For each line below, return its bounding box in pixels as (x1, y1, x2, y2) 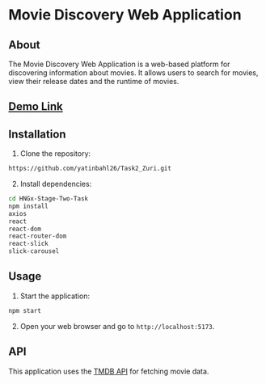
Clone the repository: (19, 149, 91, 158)
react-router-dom (8, 232, 67, 240)
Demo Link (8, 99, 63, 114)
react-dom (8, 225, 42, 233)
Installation (8, 127, 66, 141)
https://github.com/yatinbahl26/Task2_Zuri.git (8, 164, 172, 173)
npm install (8, 202, 49, 210)
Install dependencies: (19, 179, 92, 189)
